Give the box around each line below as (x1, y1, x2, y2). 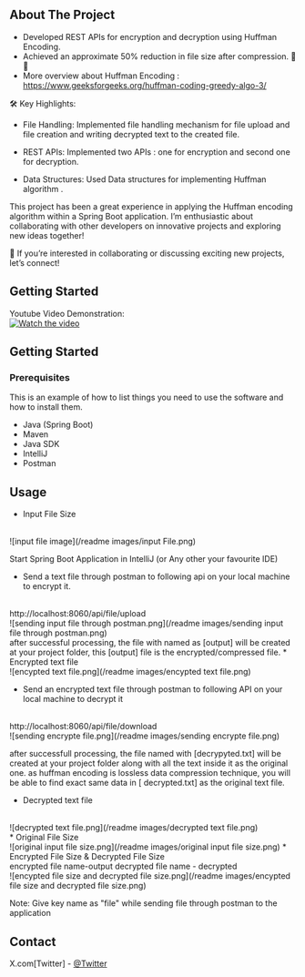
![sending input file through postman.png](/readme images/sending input (9, 618, 284, 629)
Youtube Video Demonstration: (9, 308, 125, 319)
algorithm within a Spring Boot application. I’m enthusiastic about (9, 210, 253, 221)
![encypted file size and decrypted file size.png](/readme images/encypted (9, 870, 291, 881)
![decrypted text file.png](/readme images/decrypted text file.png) (9, 822, 259, 833)
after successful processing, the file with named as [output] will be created (9, 637, 291, 648)
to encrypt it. (22, 581, 71, 592)
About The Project (9, 7, 116, 23)
